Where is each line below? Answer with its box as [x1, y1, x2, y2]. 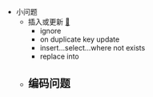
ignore [39, 26, 62, 35]
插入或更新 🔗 [27, 17, 70, 26]
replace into [39, 51, 80, 61]
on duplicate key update [39, 34, 120, 44]
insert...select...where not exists [39, 43, 146, 52]
